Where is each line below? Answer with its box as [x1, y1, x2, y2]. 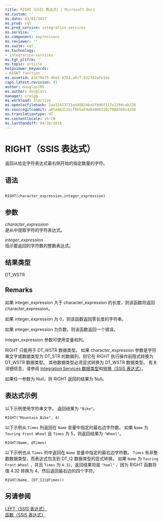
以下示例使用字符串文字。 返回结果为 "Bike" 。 [5, 405, 97, 411]
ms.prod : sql [5, 21, 32, 26]
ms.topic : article [5, 62, 42, 66]
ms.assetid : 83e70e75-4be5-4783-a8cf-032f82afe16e [5, 75, 110, 80]
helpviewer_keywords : [5, 66, 49, 71]
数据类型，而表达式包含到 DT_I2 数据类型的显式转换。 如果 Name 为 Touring [9, 456, 159, 461]
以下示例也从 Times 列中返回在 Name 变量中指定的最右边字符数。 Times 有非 [5, 449, 154, 455]
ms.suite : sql [5, 43, 34, 48]
